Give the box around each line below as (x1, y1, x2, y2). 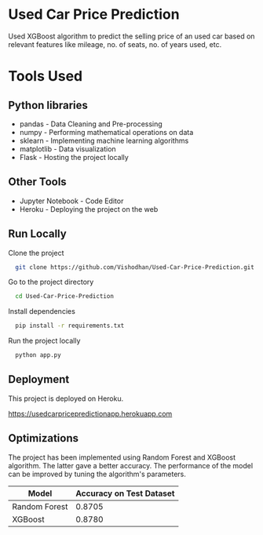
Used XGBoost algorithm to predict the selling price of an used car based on (8, 31, 255, 41)
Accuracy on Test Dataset (75, 488, 175, 499)
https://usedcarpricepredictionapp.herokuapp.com (8, 409, 173, 418)
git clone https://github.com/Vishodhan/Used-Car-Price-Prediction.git (15, 263, 255, 271)
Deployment (8, 373, 70, 386)
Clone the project (8, 248, 64, 257)
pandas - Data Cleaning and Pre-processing (19, 119, 163, 129)
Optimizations (8, 431, 79, 445)
